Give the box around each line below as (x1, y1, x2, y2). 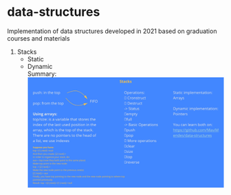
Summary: (27, 70, 57, 78)
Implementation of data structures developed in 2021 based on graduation (7, 27, 217, 35)
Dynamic (27, 62, 53, 70)
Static (27, 54, 45, 63)
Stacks (16, 48, 37, 56)
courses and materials (7, 34, 70, 42)
